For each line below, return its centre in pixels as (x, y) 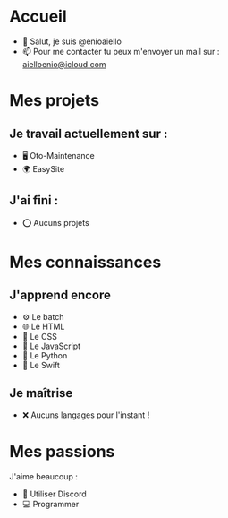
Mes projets (55, 101)
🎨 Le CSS (40, 336)
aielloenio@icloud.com (64, 64)
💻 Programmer (51, 504)
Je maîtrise (41, 393)
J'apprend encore (60, 295)
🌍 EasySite (43, 168)
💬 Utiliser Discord (54, 494)
